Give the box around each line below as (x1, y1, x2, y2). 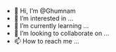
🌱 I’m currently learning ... (13, 22, 89, 30)
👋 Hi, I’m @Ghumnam (13, 7, 76, 15)
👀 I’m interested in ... (13, 14, 74, 22)
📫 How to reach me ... (13, 37, 79, 45)
